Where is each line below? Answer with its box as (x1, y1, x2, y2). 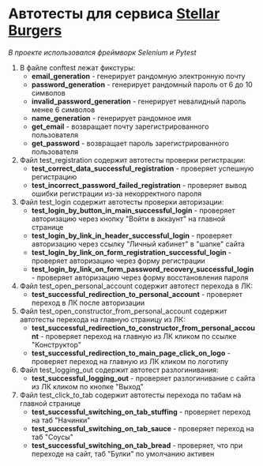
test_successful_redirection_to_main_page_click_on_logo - (31, 348, 231, 358)
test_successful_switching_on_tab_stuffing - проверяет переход (31, 407, 251, 416)
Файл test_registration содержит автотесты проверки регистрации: (19, 155, 246, 164)
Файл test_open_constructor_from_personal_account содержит (19, 306, 227, 316)
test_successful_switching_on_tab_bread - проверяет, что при (31, 440, 243, 450)
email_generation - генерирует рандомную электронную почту (31, 71, 246, 81)
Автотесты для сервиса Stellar (8, 5, 220, 23)
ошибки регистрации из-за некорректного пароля (31, 189, 202, 198)
